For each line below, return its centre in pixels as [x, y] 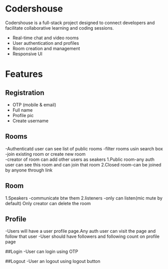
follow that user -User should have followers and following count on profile [82, 236]
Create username [30, 121]
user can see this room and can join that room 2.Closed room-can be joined [83, 164]
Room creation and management [46, 48]
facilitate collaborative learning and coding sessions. [59, 28]
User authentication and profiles [46, 43]
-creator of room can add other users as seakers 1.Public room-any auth [80, 159]
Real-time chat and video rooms [46, 38]
